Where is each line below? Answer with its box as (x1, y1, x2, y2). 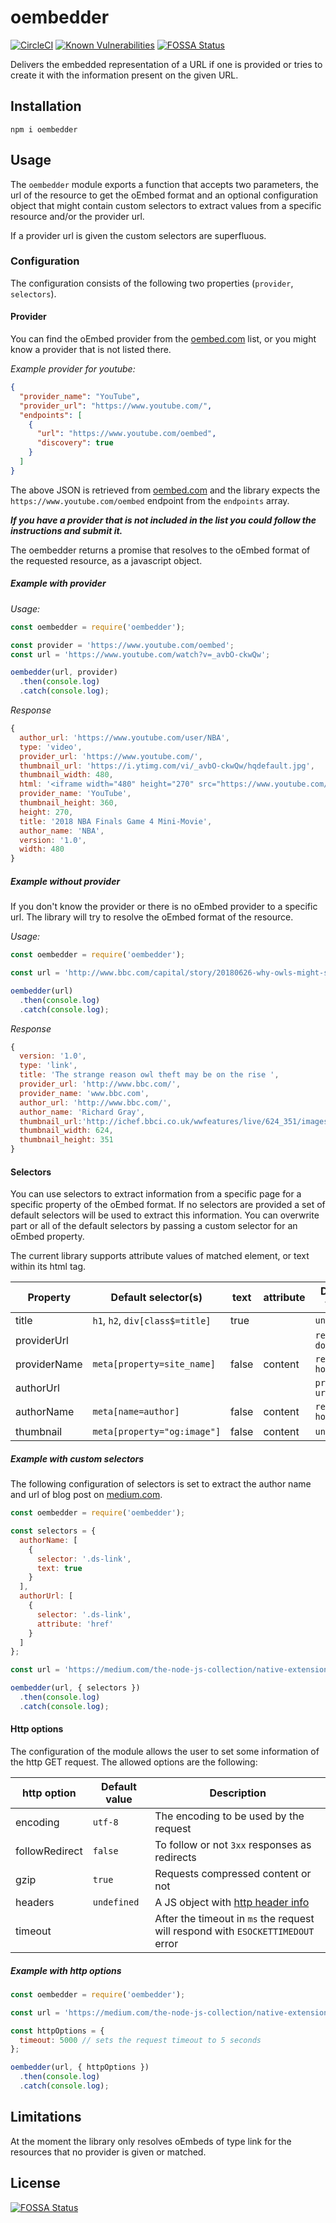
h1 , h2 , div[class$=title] (92, 1314, 212, 1328)
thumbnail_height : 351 (19, 1135, 114, 1145)
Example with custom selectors (10, 1452, 145, 1465)
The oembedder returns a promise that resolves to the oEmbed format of (10, 544, 311, 556)
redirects (154, 1851, 197, 1864)
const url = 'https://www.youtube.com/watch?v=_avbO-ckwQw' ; (10, 649, 271, 660)
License (10, 2175, 61, 2192)
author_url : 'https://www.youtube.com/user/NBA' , (19, 732, 230, 743)
